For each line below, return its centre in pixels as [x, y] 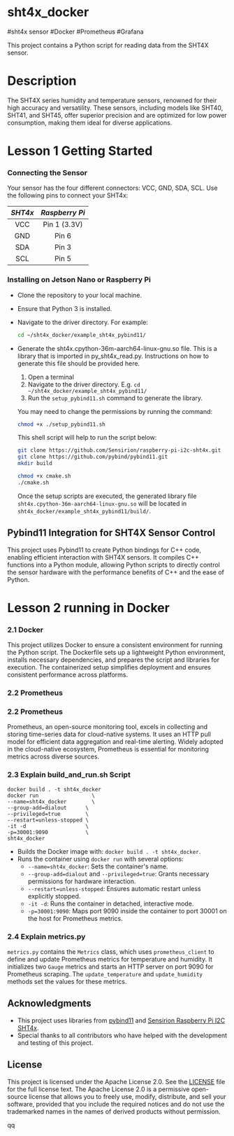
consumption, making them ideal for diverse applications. [90, 123]
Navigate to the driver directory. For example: [83, 322]
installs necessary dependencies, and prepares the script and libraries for [114, 660]
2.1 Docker [25, 630]
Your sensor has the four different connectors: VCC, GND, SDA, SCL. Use [112, 188]
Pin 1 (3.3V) [63, 225]
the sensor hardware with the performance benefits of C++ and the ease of [116, 572]
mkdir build [35, 464]
